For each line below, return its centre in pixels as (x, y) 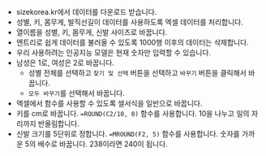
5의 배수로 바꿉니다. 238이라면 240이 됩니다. (96, 144)
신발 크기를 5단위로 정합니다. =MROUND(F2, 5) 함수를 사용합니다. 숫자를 (128, 134)
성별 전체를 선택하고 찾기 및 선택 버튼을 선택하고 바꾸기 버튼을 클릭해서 (137, 73)
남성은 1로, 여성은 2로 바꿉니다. (65, 63)
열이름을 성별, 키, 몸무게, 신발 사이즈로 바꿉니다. (92, 32)
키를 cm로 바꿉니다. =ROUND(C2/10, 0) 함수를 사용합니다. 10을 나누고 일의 (133, 113)
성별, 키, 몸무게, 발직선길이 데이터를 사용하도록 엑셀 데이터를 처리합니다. (129, 22)
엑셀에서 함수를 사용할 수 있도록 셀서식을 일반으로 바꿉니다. (109, 103)
